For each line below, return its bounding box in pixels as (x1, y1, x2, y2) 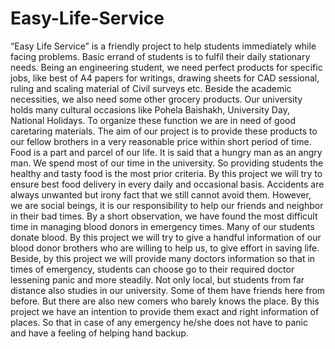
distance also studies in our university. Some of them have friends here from (10, 284, 326, 296)
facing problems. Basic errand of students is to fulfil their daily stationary (10, 50, 311, 62)
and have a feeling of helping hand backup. (10, 327, 189, 339)
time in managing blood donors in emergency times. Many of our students (10, 220, 315, 232)
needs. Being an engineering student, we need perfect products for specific (10, 61, 323, 73)
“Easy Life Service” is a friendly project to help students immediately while (10, 40, 317, 52)
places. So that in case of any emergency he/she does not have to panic (10, 316, 308, 328)
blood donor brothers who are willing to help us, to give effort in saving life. (10, 242, 320, 254)
